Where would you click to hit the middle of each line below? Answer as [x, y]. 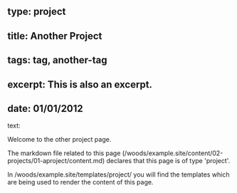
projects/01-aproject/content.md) [56, 161]
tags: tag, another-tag [57, 60]
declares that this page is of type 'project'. [168, 161]
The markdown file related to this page [64, 153]
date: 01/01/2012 [45, 109]
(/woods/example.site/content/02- [173, 153]
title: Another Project [55, 36]
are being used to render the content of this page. [80, 182]
